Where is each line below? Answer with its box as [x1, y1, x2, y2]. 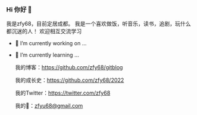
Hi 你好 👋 [6, 5, 32, 13]
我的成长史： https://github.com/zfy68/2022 [14, 76, 125, 84]
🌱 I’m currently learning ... [14, 51, 80, 58]
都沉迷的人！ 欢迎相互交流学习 [6, 28, 82, 35]
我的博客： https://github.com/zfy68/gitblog [14, 64, 124, 71]
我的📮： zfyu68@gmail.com [14, 102, 83, 110]
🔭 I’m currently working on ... [14, 40, 87, 47]
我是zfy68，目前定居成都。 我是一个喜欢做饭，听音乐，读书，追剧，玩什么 [6, 20, 192, 28]
